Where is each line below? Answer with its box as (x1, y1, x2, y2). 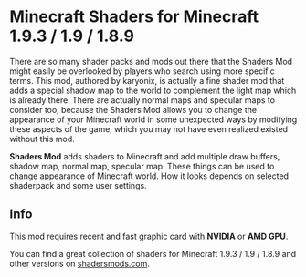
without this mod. (9, 133, 75, 144)
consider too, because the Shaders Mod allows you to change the (9, 104, 258, 115)
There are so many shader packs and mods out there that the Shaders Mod (9, 56, 293, 67)
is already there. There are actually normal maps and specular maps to (9, 94, 276, 106)
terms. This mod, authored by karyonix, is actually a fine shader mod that (9, 75, 285, 86)
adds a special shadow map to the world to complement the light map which (9, 85, 297, 96)
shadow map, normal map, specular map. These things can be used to (9, 160, 275, 171)
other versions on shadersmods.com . (9, 258, 151, 269)
